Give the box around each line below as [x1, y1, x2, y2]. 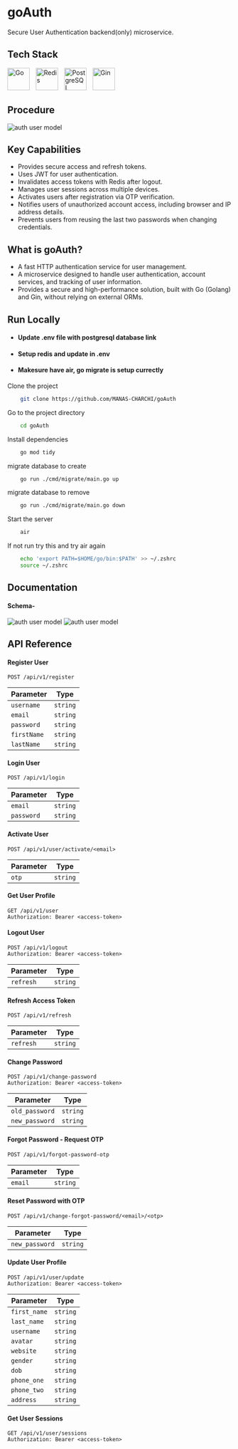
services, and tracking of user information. [17, 278, 143, 286]
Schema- [7, 601, 36, 610]
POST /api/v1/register [7, 674, 75, 681]
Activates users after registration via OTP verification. [17, 193, 175, 202]
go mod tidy [20, 449, 55, 456]
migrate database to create [7, 461, 87, 470]
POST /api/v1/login [7, 774, 65, 782]
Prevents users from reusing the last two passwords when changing [17, 215, 217, 224]
